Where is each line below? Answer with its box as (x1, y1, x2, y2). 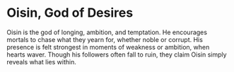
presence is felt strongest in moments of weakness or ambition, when (6, 43, 210, 51)
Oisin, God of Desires (6, 5, 134, 21)
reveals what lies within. (6, 57, 77, 66)
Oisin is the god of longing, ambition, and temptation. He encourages (6, 28, 208, 36)
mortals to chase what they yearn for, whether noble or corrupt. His (6, 35, 203, 43)
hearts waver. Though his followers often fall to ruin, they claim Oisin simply (6, 50, 227, 59)
